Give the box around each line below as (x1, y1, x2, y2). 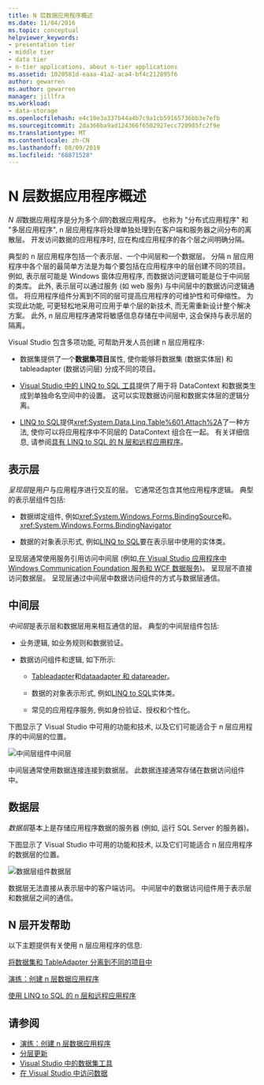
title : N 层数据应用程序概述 (8, 11, 93, 20)
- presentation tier (8, 41, 76, 49)
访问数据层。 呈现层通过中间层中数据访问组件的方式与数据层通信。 (8, 573, 225, 583)
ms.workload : (8, 99, 51, 107)
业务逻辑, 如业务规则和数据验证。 (19, 637, 128, 648)
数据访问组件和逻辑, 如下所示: (19, 655, 116, 664)
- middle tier (8, 48, 55, 56)
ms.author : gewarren (8, 84, 76, 93)
